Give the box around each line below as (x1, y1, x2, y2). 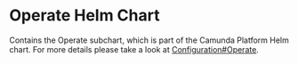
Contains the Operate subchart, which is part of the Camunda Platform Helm (9, 35, 289, 45)
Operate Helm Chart (9, 5, 160, 26)
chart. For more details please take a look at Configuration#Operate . (9, 44, 260, 54)
